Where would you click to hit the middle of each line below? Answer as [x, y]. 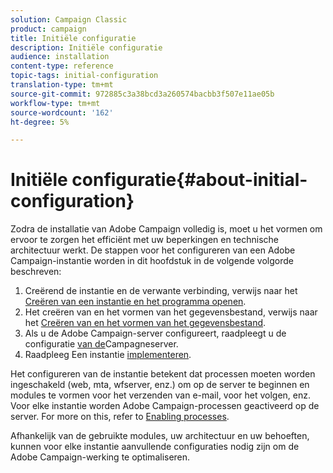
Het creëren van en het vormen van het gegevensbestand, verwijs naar [171, 312]
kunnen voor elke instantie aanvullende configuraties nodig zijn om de [155, 447]
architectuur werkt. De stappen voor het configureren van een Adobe [153, 250]
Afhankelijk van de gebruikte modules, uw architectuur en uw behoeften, [160, 436]
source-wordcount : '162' [62, 112]
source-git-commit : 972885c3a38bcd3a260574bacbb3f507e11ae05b [142, 94]
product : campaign [48, 29]
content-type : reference [62, 66]
